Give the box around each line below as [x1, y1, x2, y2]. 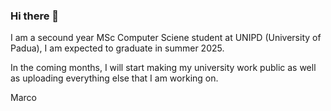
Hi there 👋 [10, 9, 60, 23]
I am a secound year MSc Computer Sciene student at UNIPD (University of [10, 32, 322, 44]
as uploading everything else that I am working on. [10, 72, 219, 84]
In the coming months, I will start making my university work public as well [10, 62, 317, 74]
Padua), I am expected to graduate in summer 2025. [10, 42, 225, 54]
